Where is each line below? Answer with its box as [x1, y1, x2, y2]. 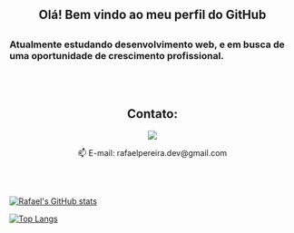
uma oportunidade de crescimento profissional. [9, 49, 224, 62]
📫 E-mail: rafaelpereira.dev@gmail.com [77, 147, 228, 158]
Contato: [126, 106, 179, 121]
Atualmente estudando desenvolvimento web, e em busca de [9, 38, 285, 51]
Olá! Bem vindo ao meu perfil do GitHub [38, 7, 267, 23]
